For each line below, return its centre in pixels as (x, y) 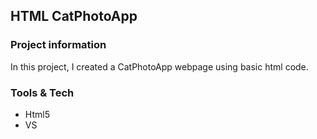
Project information (58, 45)
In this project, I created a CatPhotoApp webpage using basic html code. (159, 66)
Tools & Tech (42, 92)
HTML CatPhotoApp (74, 16)
